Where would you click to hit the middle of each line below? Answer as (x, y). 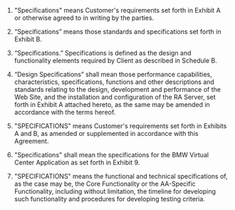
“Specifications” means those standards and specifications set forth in (117, 32)
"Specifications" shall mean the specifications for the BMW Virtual (111, 155)
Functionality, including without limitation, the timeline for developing (115, 191)
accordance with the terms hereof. (65, 112)
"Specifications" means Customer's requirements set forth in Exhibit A (117, 10)
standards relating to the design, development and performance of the (117, 89)
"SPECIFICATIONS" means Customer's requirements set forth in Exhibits (120, 126)
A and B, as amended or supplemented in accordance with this (106, 133)
